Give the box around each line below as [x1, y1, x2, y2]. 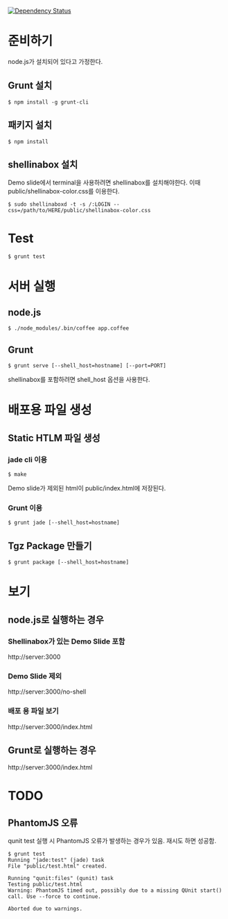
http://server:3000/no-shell [8, 687, 87, 696]
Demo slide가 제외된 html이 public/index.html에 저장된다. [8, 484, 166, 492]
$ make [8, 471, 27, 478]
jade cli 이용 [8, 454, 48, 464]
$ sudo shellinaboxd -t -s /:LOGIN [8, 201, 111, 208]
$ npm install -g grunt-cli [8, 98, 89, 106]
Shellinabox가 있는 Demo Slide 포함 [8, 637, 125, 646]
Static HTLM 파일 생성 [8, 432, 100, 444]
